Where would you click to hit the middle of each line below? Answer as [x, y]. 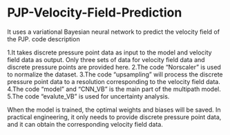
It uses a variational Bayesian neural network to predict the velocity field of [113, 32]
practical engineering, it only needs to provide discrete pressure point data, [114, 117]
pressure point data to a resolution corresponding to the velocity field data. [114, 81]
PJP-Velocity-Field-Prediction [95, 13]
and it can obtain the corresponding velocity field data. [85, 124]
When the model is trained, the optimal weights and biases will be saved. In [114, 110]
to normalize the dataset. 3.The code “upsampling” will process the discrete [115, 74]
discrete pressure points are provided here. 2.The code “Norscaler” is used [114, 67]
